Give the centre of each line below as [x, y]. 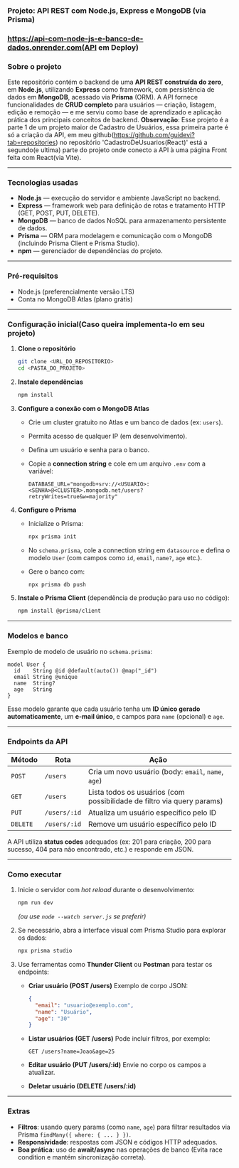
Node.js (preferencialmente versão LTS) [76, 291]
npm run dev [35, 903]
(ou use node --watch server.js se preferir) [82, 916]
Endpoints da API [38, 741]
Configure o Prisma [47, 510]
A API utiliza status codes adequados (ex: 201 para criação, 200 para [109, 842]
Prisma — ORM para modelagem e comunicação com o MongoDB [115, 236]
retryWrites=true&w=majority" [73, 496]
